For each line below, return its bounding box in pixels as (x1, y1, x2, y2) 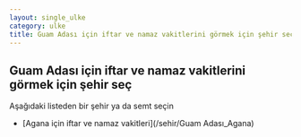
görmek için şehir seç (9, 77, 133, 92)
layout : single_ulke (9, 13, 87, 22)
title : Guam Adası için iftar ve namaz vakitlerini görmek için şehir (9, 30, 279, 39)
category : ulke (9, 21, 66, 30)
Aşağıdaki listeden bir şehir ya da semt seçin (9, 100, 175, 112)
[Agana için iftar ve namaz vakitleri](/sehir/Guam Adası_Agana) (21, 118, 254, 129)
